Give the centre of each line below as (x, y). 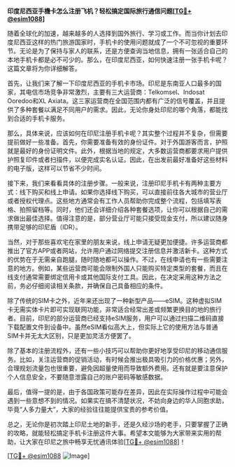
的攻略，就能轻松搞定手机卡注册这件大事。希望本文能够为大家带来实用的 (111, 433)
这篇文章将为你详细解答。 (44, 68)
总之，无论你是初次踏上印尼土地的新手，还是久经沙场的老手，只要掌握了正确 (117, 424)
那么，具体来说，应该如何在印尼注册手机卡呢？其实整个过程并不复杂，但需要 (117, 133)
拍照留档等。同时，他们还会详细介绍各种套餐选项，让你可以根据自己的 (120, 209)
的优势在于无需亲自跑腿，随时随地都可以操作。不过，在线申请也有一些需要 (114, 259)
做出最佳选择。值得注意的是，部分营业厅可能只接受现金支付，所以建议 (114, 218)
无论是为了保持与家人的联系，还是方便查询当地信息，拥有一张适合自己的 (123, 51)
